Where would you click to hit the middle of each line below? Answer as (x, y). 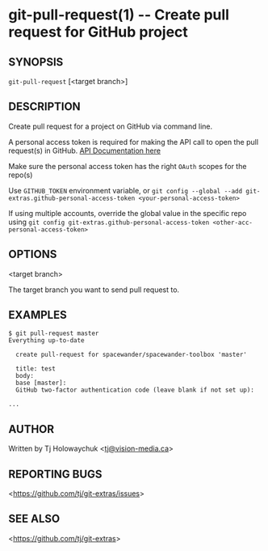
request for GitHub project (98, 32)
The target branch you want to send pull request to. (94, 290)
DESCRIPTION (44, 107)
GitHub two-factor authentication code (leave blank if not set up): (135, 390)
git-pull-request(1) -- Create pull (119, 15)
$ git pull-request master (54, 333)
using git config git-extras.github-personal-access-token (109, 222)
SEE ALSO (34, 519)
